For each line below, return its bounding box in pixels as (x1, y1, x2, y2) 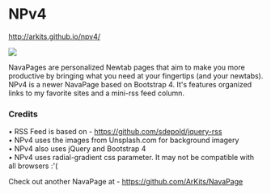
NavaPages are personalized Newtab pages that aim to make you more (8, 62, 245, 72)
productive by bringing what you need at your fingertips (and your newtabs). (8, 70, 264, 81)
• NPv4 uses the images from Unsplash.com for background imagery (8, 135, 239, 145)
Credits (8, 108, 38, 120)
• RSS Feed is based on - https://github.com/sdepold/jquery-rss (8, 127, 222, 137)
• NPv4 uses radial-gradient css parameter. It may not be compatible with (8, 153, 255, 162)
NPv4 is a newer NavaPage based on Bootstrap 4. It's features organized (8, 79, 252, 89)
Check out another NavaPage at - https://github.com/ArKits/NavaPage (8, 177, 243, 187)
